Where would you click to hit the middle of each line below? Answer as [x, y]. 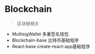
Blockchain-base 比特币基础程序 [45, 40]
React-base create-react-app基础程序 [51, 46]
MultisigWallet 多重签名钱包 [40, 34]
